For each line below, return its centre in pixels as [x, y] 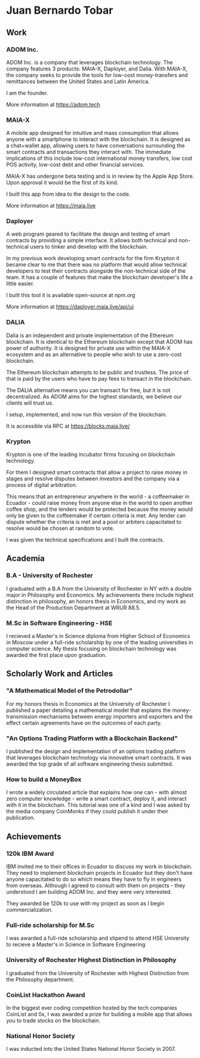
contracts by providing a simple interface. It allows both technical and [92, 240]
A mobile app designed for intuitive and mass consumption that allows [93, 133]
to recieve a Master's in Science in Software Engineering [76, 945]
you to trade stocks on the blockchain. [53, 1020]
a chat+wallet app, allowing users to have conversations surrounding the [96, 146]
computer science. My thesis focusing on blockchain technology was [91, 649]
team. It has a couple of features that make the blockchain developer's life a [99, 277]
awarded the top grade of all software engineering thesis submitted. [90, 764]
